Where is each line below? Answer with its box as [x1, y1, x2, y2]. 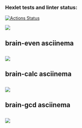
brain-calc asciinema [5, 70, 72, 78]
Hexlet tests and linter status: [5, 4, 78, 11]
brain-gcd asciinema [5, 101, 71, 109]
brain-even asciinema [5, 39, 74, 47]
